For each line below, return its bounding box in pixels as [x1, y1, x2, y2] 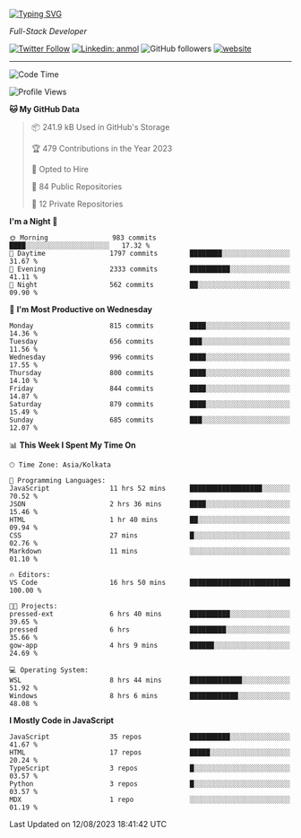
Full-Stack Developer [9, 26, 88, 36]
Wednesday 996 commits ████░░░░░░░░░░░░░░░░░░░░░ [9, 353, 291, 362]
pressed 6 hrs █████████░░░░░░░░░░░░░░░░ [9, 625, 291, 634]
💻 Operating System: [9, 666, 90, 675]
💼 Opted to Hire [30, 164, 90, 174]
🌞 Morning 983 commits [9, 233, 157, 242]
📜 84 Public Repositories [30, 181, 123, 192]
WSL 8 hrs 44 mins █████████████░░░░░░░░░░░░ [9, 676, 291, 685]
